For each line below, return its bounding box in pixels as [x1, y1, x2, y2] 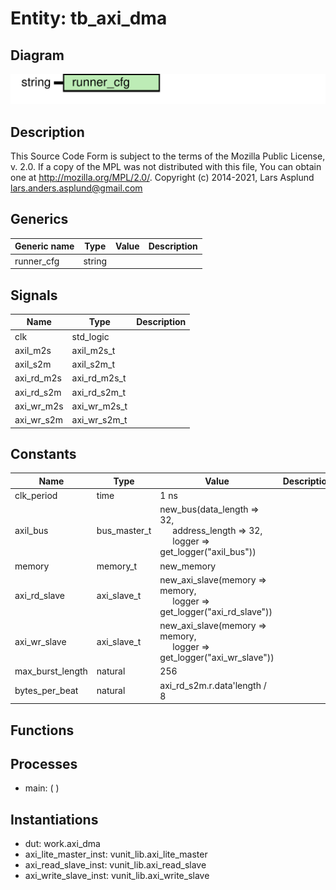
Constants [10, 446, 77, 463]
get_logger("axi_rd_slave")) [159, 605, 273, 617]
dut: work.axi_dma [24, 838, 101, 850]
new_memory [159, 560, 217, 572]
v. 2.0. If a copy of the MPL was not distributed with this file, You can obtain [10, 161, 322, 173]
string [83, 255, 108, 267]
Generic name [14, 240, 75, 252]
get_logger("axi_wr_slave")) [159, 652, 275, 664]
